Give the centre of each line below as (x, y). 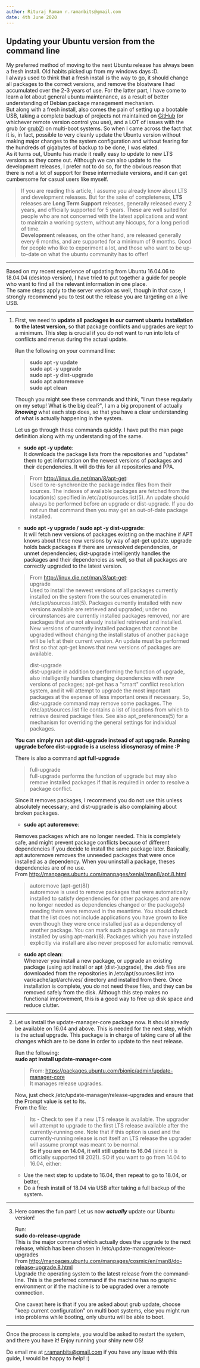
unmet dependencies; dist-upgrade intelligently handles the (97, 553)
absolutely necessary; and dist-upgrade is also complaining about (96, 807)
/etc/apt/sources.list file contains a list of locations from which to (109, 710)
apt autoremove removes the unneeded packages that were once (95, 855)
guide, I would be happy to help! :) (48, 1358)
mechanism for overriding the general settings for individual (103, 722)
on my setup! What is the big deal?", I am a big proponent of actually (99, 406)
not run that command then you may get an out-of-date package (109, 510)
